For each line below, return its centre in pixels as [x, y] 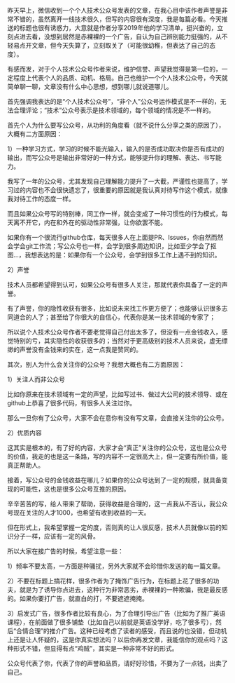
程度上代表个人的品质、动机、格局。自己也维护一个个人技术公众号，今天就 [120, 78]
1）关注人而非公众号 [36, 379]
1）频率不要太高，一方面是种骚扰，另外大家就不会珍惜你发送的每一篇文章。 [116, 566]
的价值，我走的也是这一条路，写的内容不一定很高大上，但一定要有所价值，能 [117, 457]
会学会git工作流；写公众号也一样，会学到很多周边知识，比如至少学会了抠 [112, 246]
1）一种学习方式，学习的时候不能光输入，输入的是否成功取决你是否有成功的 [116, 149]
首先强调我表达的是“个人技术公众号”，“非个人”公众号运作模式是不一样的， [114, 101]
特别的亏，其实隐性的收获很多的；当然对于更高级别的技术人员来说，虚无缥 [120, 341]
